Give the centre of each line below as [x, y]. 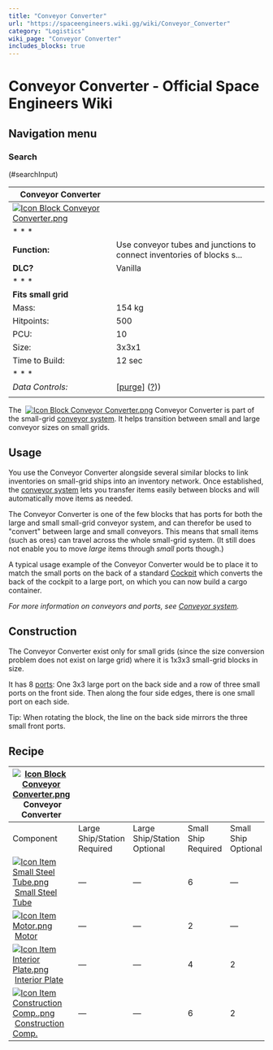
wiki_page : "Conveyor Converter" [65, 39]
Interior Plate [39, 980]
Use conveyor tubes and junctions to [186, 245]
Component [35, 839]
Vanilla [129, 268]
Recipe [26, 751]
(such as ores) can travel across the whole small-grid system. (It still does [132, 540]
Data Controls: [40, 387]
